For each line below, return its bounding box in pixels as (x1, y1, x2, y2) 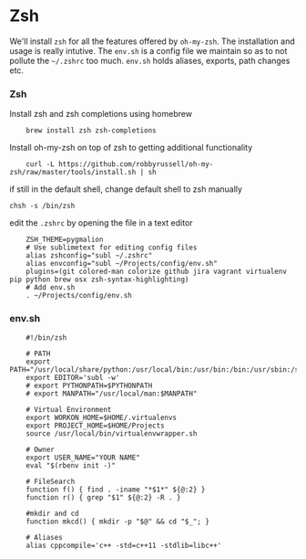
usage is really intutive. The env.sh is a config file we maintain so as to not (9, 45, 288, 56)
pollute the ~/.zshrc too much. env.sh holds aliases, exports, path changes (9, 55, 291, 66)
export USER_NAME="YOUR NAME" (25, 453, 141, 462)
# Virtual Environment (25, 405, 112, 414)
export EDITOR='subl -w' (25, 373, 120, 382)
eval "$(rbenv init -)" (25, 460, 117, 470)
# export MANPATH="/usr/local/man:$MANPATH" (25, 389, 198, 398)
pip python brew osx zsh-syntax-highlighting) (9, 275, 189, 284)
